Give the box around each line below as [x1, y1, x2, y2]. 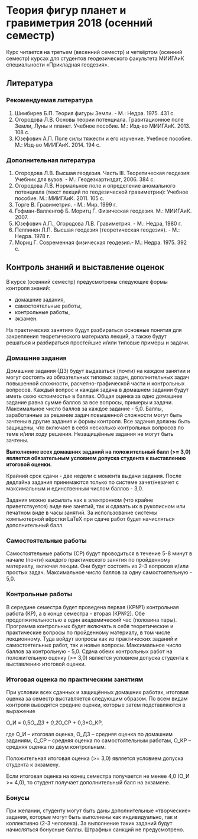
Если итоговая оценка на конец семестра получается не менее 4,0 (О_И [6, 772, 190, 780]
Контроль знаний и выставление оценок [6, 262, 164, 273]
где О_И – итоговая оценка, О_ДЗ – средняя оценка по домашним [6, 730, 173, 737]
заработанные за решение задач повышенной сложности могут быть [6, 411, 183, 419]
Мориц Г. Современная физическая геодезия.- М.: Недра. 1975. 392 [14, 239, 187, 246]
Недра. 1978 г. [14, 232, 51, 239]
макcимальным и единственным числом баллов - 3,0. [6, 485, 144, 492]
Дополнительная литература [6, 156, 96, 164]
